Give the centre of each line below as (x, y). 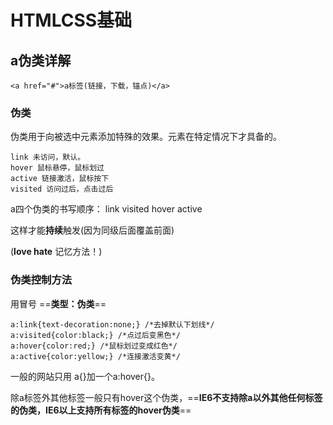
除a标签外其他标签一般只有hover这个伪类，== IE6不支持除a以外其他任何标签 (166, 397)
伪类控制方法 (41, 280)
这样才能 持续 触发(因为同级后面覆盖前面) (92, 230)
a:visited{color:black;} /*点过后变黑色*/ (95, 335)
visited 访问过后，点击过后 (62, 189)
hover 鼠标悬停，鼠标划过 (57, 168)
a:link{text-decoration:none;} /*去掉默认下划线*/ (112, 324)
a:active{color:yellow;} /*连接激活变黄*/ (95, 356)
